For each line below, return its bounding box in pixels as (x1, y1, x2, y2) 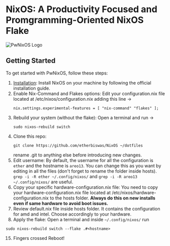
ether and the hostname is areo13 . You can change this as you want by (13, 162, 161, 169)
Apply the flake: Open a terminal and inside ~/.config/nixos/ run (13, 216, 149, 222)
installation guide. (13, 85, 50, 91)
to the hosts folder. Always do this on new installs (49, 195, 156, 201)
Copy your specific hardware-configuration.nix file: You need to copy (13, 184, 158, 190)
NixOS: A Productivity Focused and (6, 4, 158, 15)
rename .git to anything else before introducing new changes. (13, 152, 142, 158)
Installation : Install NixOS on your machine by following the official (13, 79, 152, 86)
